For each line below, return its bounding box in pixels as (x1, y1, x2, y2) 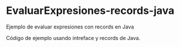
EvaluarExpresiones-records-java (6, 4, 175, 17)
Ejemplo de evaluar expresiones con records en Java (6, 23, 134, 30)
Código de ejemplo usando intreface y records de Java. (6, 34, 141, 41)
